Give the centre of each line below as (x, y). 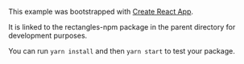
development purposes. (48, 36)
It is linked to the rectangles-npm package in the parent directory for (122, 27)
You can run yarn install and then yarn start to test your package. (122, 51)
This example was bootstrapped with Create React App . (101, 12)
